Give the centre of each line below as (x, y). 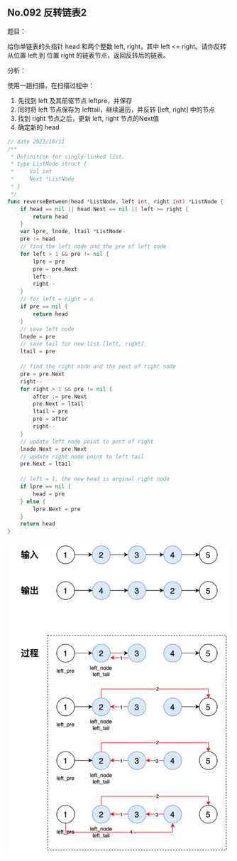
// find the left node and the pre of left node (93, 247)
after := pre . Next (60, 397)
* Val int (31, 172)
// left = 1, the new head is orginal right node (95, 479)
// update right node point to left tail (82, 456)
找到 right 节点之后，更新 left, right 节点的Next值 (88, 118)
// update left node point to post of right (87, 442)
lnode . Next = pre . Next (54, 449)
